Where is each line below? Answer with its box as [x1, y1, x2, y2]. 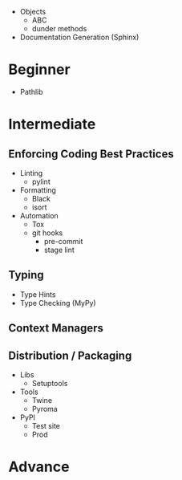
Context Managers [8, 321, 104, 336]
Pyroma [31, 404, 58, 413]
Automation [19, 210, 59, 220]
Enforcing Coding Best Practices [8, 147, 174, 161]
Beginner [8, 60, 71, 79]
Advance [8, 458, 70, 476]
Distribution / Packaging [8, 348, 132, 362]
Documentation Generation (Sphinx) [19, 32, 140, 42]
